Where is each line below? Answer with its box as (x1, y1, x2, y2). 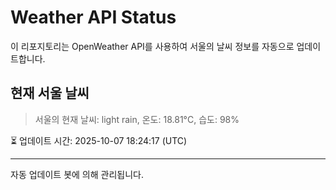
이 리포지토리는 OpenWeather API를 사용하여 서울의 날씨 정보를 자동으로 (10, 40, 295, 52)
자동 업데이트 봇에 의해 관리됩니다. (10, 168, 144, 180)
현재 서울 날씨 (10, 85, 90, 102)
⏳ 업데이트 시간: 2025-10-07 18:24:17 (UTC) (10, 134, 188, 146)
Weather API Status (10, 6, 177, 29)
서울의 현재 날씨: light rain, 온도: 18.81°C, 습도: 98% (34, 113, 240, 125)
